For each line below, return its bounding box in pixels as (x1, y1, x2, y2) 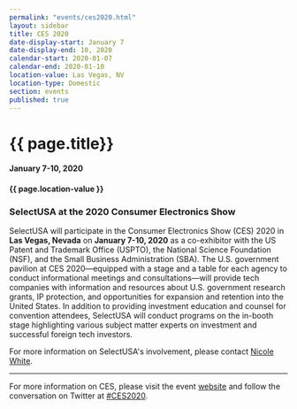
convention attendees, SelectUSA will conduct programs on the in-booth (9, 311, 274, 321)
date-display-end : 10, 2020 (9, 46, 113, 55)
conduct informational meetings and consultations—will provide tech (9, 273, 260, 283)
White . (9, 356, 34, 367)
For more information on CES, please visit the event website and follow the (9, 382, 281, 392)
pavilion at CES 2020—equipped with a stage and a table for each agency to (9, 263, 287, 274)
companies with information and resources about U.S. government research (9, 282, 286, 293)
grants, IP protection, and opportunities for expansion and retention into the (9, 291, 285, 302)
